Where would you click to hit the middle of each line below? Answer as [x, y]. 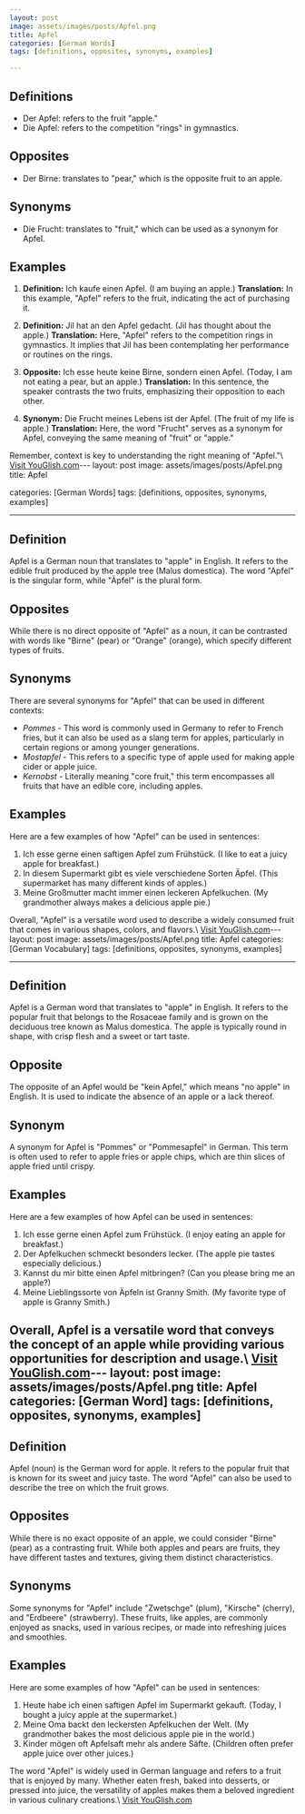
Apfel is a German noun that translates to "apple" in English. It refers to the [149, 561]
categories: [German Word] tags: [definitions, [142, 1401]
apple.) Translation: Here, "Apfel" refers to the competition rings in [148, 335]
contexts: [27, 710]
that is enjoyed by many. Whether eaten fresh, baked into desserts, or [140, 1780]
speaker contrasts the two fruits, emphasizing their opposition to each [154, 392]
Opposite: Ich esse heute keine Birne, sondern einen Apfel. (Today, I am [157, 372]
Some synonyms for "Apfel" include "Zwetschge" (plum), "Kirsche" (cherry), [152, 1608]
